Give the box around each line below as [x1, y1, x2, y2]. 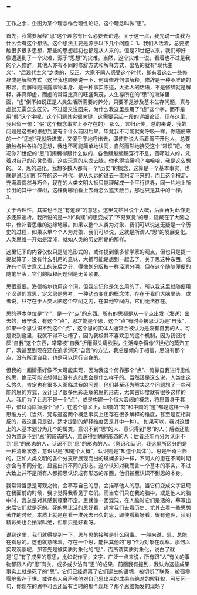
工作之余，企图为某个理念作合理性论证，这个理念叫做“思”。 [6, 19, 150, 26]
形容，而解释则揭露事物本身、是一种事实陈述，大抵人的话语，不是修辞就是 [6, 83, 186, 91]
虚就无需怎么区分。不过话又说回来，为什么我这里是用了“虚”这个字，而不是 [6, 105, 186, 112]
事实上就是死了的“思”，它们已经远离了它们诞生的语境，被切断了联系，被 [6, 567, 181, 575]
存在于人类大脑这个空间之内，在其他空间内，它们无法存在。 [26, 297, 171, 305]
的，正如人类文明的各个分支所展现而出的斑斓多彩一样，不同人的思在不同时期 [6, 454, 191, 462]
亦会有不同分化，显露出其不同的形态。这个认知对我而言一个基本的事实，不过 [6, 462, 191, 469]
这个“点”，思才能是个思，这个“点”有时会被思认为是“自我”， [46, 317, 189, 324]
